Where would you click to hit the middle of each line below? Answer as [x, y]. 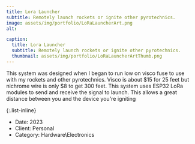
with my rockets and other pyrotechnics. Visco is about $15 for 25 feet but [98, 79]
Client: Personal [34, 128]
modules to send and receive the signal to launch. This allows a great [91, 92]
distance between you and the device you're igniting [71, 98]
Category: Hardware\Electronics [55, 134]
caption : [17, 40]
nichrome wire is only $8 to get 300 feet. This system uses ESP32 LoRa [95, 86]
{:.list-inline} [21, 110]
